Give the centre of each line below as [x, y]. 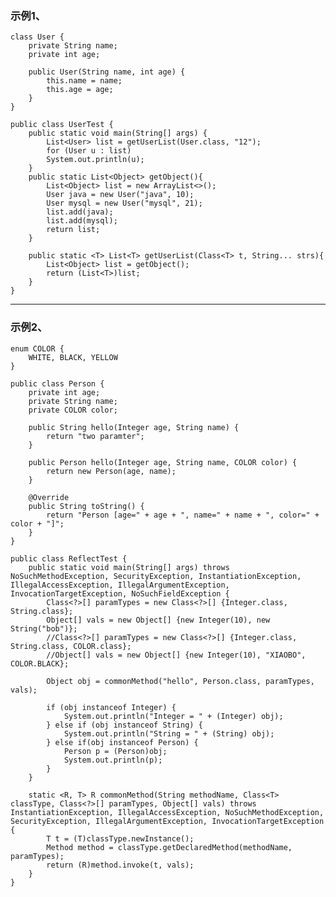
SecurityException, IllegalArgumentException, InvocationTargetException [167, 821]
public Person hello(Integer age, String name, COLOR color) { [163, 462]
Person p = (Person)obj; [115, 751]
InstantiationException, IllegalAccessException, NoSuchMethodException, [167, 812]
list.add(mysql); [82, 221]
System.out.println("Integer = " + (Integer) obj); [173, 716]
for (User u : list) [89, 151]
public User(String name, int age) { [107, 72]
